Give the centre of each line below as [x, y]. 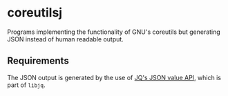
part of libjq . [26, 85]
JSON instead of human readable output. [66, 39]
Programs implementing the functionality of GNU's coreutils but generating [114, 32]
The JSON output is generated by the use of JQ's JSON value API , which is [114, 77]
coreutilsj [35, 13]
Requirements [38, 61]
